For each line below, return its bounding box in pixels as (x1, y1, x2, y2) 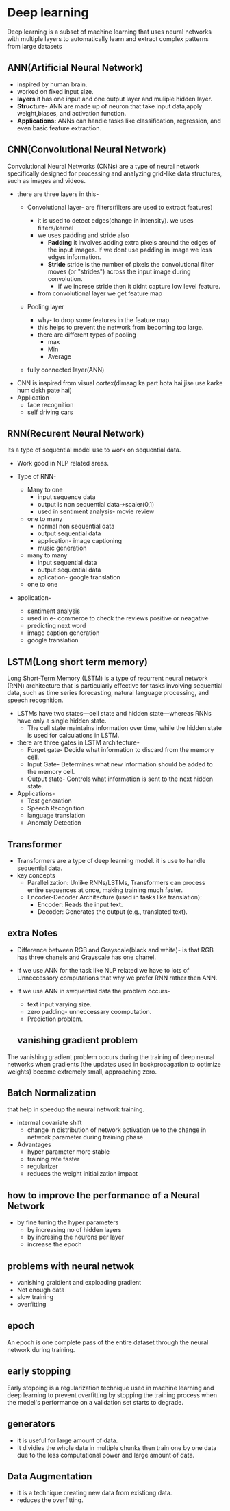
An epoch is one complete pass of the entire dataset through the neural (7, 1338, 209, 1346)
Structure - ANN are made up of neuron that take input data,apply (16, 101, 203, 110)
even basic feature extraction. (16, 123, 102, 132)
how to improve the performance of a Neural (7, 1189, 201, 1201)
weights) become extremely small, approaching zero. (7, 1067, 157, 1076)
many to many (27, 551, 68, 559)
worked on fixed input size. (16, 87, 94, 95)
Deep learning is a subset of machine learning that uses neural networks (7, 27, 212, 36)
